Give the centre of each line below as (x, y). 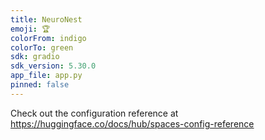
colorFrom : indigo (48, 38)
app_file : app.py (46, 76)
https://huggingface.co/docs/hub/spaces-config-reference (132, 123)
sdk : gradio (35, 57)
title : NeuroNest (46, 19)
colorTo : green (42, 47)
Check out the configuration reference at (94, 113)
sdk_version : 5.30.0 (53, 66)
